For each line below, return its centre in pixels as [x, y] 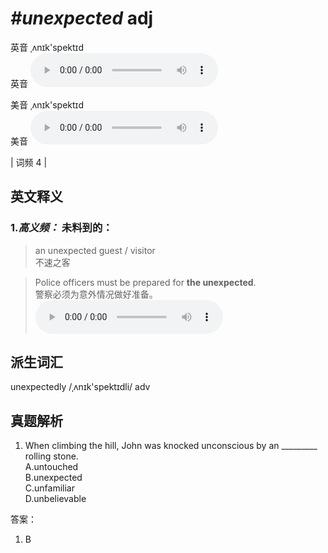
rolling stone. [51, 456]
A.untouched [51, 467]
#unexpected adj [82, 18]
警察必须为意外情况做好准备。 [96, 294]
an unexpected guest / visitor [95, 250]
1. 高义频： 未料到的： [61, 228]
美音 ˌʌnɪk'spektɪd [47, 104]
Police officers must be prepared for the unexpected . [145, 282]
